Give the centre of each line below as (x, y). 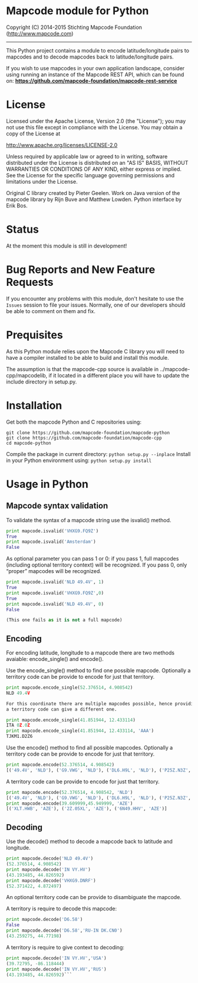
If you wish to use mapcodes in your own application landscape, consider (95, 68)
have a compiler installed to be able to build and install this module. (88, 357)
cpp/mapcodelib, (27, 375)
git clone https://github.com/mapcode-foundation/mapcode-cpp (84, 438)
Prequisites (34, 335)
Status (23, 230)
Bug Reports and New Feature (81, 269)
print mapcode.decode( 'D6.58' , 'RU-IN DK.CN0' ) (64, 931)
